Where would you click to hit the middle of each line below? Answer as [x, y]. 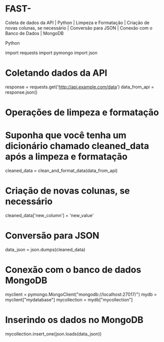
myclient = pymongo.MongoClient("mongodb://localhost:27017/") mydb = [81, 294]
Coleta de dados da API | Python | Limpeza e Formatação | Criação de [77, 23]
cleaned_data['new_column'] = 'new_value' [49, 215]
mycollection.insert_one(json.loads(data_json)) [53, 333]
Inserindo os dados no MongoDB [74, 320]
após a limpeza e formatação [66, 157]
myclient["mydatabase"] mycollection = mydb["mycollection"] [69, 299]
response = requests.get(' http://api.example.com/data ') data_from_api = [79, 87]
